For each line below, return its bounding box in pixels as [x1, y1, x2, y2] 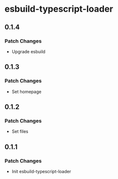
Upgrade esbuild [11, 48, 46, 54]
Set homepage [11, 89, 42, 94]
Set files [11, 129, 28, 134]
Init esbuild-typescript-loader [11, 168, 71, 174]
